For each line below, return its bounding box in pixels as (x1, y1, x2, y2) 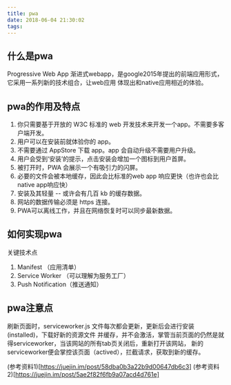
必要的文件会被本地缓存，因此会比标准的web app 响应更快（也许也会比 (17, 172, 219, 180)
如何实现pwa (7, 228, 62, 240)
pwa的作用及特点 (7, 101, 81, 112)
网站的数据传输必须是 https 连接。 (17, 198, 114, 206)
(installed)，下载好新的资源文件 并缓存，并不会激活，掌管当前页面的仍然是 (7, 330, 219, 339)
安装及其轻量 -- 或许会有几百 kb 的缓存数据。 (17, 189, 146, 197)
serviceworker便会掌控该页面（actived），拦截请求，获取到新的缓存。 (7, 348, 205, 356)
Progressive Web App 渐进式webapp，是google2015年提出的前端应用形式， (7, 70, 223, 78)
